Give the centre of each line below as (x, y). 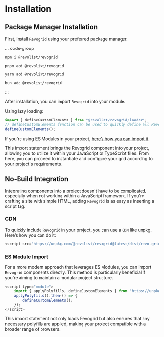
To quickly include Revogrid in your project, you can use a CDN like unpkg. (79, 230)
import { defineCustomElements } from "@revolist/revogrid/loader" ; (76, 120)
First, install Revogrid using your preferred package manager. (66, 39)
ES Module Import (27, 257)
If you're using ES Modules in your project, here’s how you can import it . (77, 139)
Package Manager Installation (51, 27)
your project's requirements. (34, 164)
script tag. (15, 206)
